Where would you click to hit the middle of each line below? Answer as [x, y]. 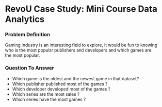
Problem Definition [28, 35]
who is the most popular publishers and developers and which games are [78, 50]
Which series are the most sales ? [46, 94]
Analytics [25, 19]
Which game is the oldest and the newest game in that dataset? [75, 78]
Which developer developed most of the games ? [61, 89]
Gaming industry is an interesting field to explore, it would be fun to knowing [81, 45]
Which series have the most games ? [49, 99]
